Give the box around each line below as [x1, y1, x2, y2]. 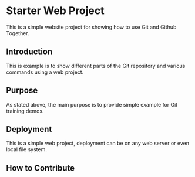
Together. [6, 29, 29, 36]
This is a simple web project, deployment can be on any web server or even [6, 139, 190, 147]
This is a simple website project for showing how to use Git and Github [6, 23, 177, 30]
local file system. [6, 146, 47, 153]
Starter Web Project [6, 4, 105, 18]
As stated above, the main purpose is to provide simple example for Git [6, 101, 178, 108]
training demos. [6, 107, 44, 114]
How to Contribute [6, 163, 75, 173]
